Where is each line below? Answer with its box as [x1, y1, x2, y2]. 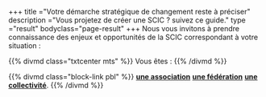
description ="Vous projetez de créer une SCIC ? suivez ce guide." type [8, 15, 246, 25]
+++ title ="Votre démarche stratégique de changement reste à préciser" [8, 7, 251, 16]
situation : [8, 41, 42, 51]
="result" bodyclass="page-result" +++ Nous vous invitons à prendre [8, 24, 240, 33]
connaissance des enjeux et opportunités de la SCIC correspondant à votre [8, 32, 259, 42]
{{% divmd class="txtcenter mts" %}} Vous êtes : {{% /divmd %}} [8, 56, 227, 66]
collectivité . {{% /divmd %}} [8, 80, 104, 90]
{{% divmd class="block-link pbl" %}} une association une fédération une [8, 72, 258, 81]
